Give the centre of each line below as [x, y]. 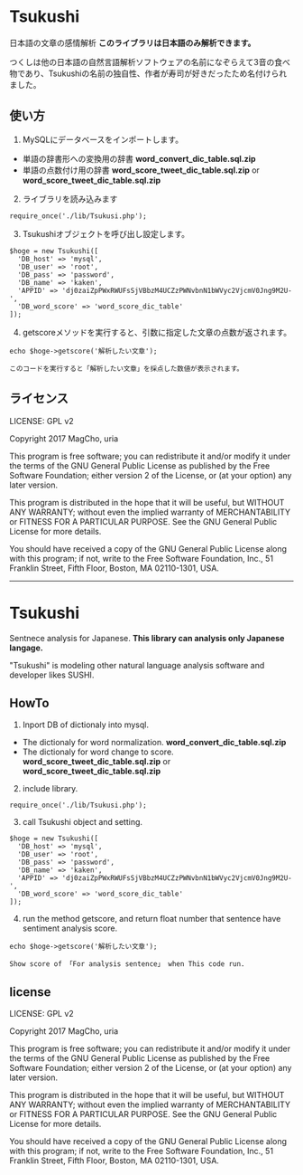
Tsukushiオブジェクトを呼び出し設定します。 [106, 233]
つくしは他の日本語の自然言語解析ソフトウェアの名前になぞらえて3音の [142, 62]
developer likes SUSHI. [52, 675]
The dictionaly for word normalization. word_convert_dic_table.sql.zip [154, 743]
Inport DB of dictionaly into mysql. [85, 725]
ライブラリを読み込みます [70, 199]
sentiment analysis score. [70, 928]
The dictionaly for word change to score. [98, 752]
